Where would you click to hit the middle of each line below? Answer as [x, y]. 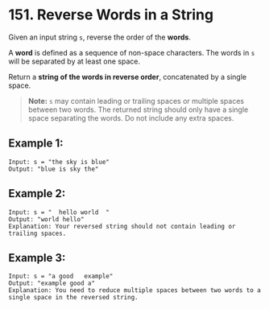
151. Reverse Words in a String [111, 15]
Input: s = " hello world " [59, 212]
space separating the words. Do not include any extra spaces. [131, 117]
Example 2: [37, 194]
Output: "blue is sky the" [54, 169]
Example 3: [37, 258]
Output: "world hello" [46, 219]
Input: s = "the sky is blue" [59, 162]
